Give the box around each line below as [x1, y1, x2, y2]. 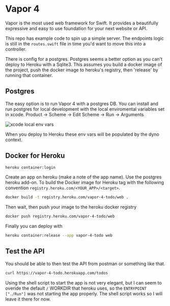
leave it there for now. [5, 296, 51, 302]
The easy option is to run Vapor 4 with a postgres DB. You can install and [5, 100, 159, 107]
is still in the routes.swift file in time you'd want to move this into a [5, 40, 146, 46]
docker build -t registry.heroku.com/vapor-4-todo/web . [5, 195, 129, 200]
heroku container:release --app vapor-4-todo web [5, 233, 113, 238]
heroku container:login [5, 165, 56, 170]
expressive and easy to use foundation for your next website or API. [5, 25, 148, 31]
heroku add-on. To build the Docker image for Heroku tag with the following [5, 180, 164, 186]
